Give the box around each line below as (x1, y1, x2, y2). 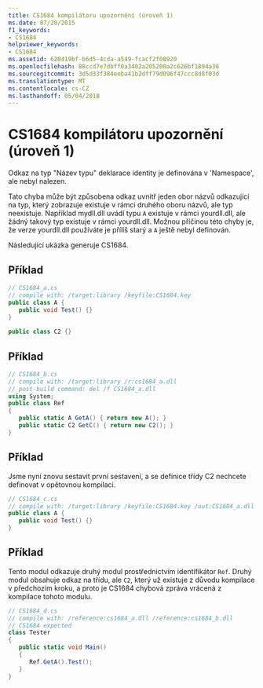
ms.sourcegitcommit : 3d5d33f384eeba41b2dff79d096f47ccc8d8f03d (8, 70, 220, 78)
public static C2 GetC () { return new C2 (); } (18, 422, 174, 430)
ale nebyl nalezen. (8, 177, 67, 186)
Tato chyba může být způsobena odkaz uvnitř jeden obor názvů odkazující (8, 192, 250, 201)
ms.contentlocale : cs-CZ (8, 84, 89, 93)
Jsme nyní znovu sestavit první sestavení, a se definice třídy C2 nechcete (8, 471, 247, 481)
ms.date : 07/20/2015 (8, 19, 76, 27)
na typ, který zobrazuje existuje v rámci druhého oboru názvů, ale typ (8, 200, 233, 210)
